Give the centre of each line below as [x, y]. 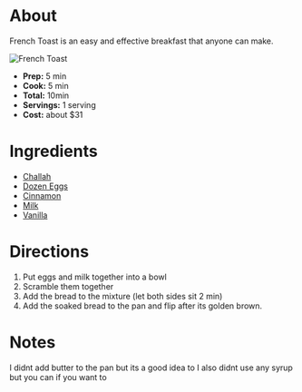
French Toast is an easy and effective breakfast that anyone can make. [141, 41]
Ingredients [54, 152]
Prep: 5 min [44, 76]
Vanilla [35, 215]
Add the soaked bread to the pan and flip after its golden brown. [142, 306]
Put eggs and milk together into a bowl [95, 277]
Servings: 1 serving [59, 104]
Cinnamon [42, 195]
